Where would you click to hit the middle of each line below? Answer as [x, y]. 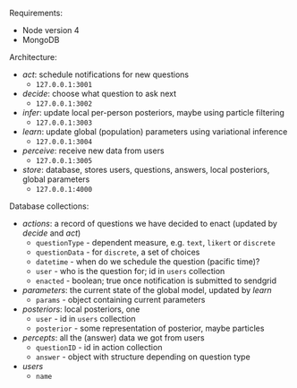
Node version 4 [51, 30]
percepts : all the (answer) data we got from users [113, 338]
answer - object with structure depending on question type [143, 357]
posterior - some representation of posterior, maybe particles [150, 328]
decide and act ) [51, 233]
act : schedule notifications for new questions [106, 74]
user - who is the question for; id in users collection [130, 271]
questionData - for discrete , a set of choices [118, 252]
